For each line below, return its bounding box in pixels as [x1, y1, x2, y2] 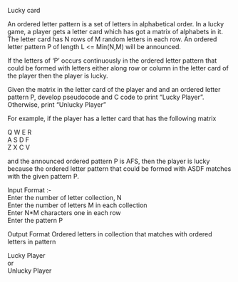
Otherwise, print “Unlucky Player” [7, 100, 107, 109]
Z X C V [7, 143, 31, 152]
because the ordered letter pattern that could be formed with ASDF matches [7, 164, 232, 173]
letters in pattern [7, 238, 56, 246]
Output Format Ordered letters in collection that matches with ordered [7, 230, 212, 238]
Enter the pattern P [7, 216, 63, 224]
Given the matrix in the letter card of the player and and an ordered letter [7, 85, 221, 93]
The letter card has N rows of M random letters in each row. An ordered [7, 35, 217, 43]
